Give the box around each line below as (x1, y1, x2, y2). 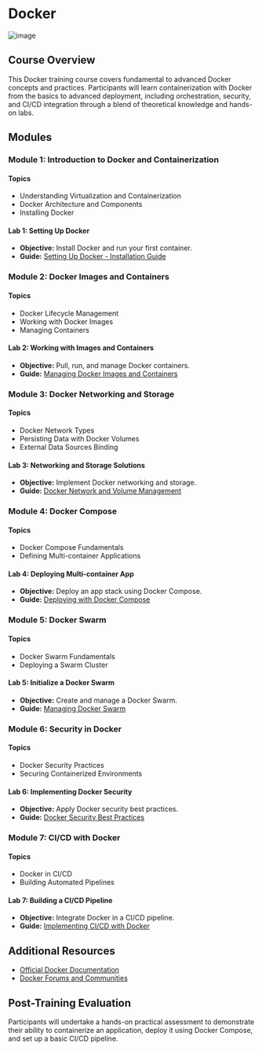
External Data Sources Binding (19, 442, 118, 452)
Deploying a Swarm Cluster (19, 660, 108, 669)
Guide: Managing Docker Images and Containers (19, 369, 178, 378)
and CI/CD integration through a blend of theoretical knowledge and (8, 99, 228, 109)
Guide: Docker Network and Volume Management (19, 486, 182, 496)
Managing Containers (19, 325, 90, 334)
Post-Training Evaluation (8, 996, 132, 1009)
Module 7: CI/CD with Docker (8, 832, 121, 843)
